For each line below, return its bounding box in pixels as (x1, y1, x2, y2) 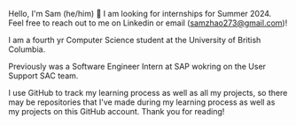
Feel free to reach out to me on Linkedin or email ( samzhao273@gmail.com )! (8, 18, 288, 28)
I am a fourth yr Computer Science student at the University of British (8, 35, 261, 45)
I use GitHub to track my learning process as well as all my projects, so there (8, 88, 288, 98)
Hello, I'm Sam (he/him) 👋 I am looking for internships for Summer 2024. (8, 9, 272, 18)
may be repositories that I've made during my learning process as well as (8, 97, 276, 107)
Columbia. (8, 44, 46, 55)
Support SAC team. (8, 70, 79, 81)
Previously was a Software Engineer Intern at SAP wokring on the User (8, 62, 267, 71)
